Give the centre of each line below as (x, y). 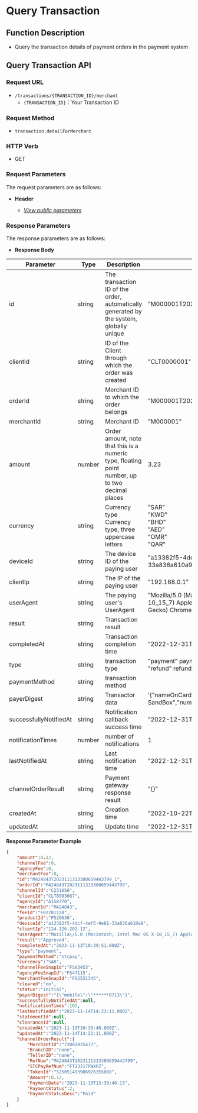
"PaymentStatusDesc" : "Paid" (62, 1094)
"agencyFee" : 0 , (35, 868)
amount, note (123, 438)
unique (115, 334)
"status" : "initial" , (42, 989)
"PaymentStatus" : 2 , (51, 1088)
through (116, 358)
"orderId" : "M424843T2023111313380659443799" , (74, 885)
